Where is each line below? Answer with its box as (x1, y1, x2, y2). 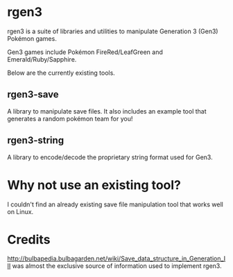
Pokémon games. (7, 34, 57, 42)
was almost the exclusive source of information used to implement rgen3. (12, 262, 222, 270)
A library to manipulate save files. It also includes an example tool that (7, 107, 207, 115)
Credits (7, 231, 51, 247)
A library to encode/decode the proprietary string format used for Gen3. (7, 153, 213, 161)
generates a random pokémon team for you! (7, 114, 133, 123)
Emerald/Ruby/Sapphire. (7, 55, 77, 63)
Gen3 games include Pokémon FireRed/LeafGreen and (7, 48, 163, 56)
